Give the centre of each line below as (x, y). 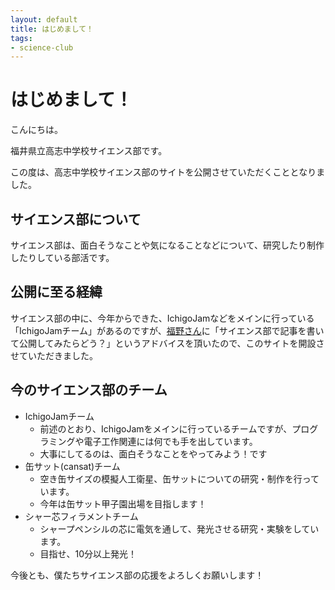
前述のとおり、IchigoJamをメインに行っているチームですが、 (166, 428)
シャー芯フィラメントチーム (81, 516)
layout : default (44, 19)
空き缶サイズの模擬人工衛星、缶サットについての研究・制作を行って (179, 478)
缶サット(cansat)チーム (72, 466)
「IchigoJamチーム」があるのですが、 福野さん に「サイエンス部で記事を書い (167, 330)
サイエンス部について (76, 219)
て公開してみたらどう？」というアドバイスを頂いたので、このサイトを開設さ (167, 343)
